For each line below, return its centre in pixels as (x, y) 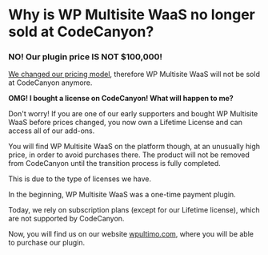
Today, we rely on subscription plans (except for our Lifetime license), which (134, 210)
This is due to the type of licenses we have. (80, 179)
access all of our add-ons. (52, 131)
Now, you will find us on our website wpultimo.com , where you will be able (131, 234)
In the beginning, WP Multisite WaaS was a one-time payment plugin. (122, 195)
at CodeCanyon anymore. (50, 83)
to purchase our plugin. (47, 243)
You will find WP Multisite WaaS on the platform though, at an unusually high (134, 147)
